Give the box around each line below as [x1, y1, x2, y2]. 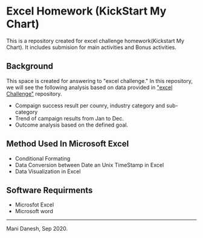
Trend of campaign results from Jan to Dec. [14, 114, 124, 122]
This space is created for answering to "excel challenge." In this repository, [6, 77, 193, 84]
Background [6, 61, 53, 71]
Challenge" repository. [6, 90, 62, 98]
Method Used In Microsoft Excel [6, 139, 129, 149]
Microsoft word [14, 208, 53, 215]
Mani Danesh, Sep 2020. [6, 225, 68, 233]
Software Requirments [6, 185, 93, 195]
